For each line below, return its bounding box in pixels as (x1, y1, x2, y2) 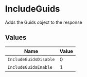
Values (5, 33, 27, 42)
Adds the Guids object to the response (5, 19, 83, 25)
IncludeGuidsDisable (7, 57, 55, 62)
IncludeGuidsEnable (7, 64, 52, 70)
